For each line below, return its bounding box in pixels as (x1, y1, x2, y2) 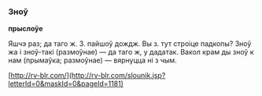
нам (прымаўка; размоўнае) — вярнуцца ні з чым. (8, 55, 177, 65)
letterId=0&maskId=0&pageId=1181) (8, 79, 124, 88)
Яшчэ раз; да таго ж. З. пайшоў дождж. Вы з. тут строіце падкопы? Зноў (8, 39, 252, 48)
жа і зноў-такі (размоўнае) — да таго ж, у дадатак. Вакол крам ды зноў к (8, 48, 254, 57)
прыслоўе (8, 24, 43, 34)
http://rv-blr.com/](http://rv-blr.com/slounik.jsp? (10, 71, 166, 80)
